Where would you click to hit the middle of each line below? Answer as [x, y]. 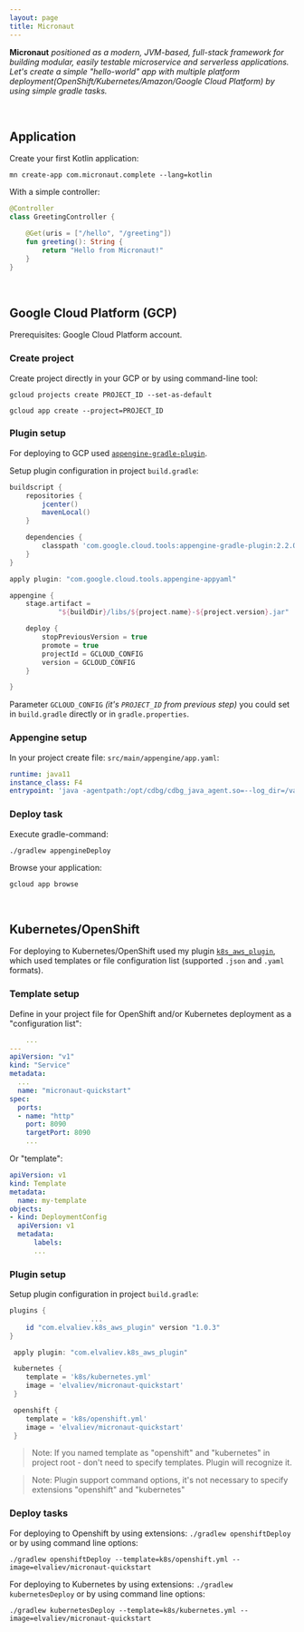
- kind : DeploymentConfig [58, 1217]
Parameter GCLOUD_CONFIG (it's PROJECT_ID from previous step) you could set [150, 705]
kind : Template [38, 1183]
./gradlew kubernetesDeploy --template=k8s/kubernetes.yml [123, 1610]
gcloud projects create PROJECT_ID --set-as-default [111, 395]
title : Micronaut [42, 26]
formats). [26, 971]
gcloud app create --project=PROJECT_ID [87, 410]
